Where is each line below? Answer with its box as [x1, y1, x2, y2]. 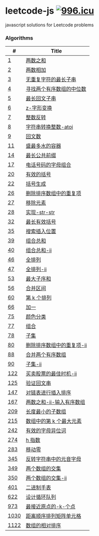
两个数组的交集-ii [26, 475, 67, 482]
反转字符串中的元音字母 [26, 456, 81, 463]
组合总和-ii [26, 247, 52, 254]
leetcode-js [5, 5, 54, 17]
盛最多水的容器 [26, 142, 61, 149]
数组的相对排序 [26, 522, 61, 529]
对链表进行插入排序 [26, 389, 71, 396]
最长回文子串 [26, 95, 56, 102]
